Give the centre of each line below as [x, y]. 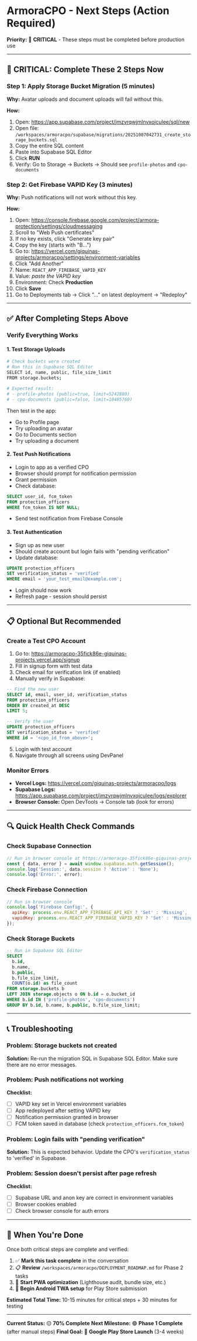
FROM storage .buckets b [36, 989]
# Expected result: [30, 388]
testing [15, 1306]
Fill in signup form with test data [54, 666]
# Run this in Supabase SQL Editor [50, 367]
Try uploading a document [47, 441]
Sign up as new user [40, 545]
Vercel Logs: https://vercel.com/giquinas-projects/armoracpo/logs [96, 783]
